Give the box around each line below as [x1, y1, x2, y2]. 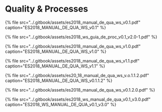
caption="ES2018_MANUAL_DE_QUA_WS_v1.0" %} [5, 48, 107, 54]
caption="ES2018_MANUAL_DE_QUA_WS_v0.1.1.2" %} [5, 78, 113, 83]
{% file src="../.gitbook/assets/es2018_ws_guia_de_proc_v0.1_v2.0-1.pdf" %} [5, 34, 158, 40]
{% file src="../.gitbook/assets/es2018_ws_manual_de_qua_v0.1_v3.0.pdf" [5, 96, 151, 102]
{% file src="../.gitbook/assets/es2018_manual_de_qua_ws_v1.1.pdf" [5, 58, 140, 64]
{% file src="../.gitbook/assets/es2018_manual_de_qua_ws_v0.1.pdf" [5, 19, 141, 25]
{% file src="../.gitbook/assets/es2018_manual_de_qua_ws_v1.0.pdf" [5, 43, 141, 49]
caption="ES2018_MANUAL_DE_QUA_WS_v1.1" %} [5, 63, 105, 69]
